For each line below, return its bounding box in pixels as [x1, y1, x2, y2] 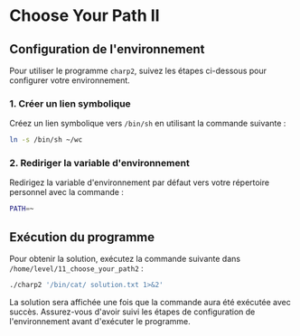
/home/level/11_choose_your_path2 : [9, 263, 145, 274]
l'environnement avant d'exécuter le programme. [9, 316, 192, 327]
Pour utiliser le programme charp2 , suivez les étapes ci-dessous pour [9, 65, 267, 76]
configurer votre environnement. [9, 75, 131, 86]
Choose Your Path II [9, 5, 160, 26]
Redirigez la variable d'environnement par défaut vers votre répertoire [9, 177, 269, 188]
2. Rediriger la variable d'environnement [9, 157, 190, 170]
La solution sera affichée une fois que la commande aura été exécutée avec [9, 297, 292, 308]
